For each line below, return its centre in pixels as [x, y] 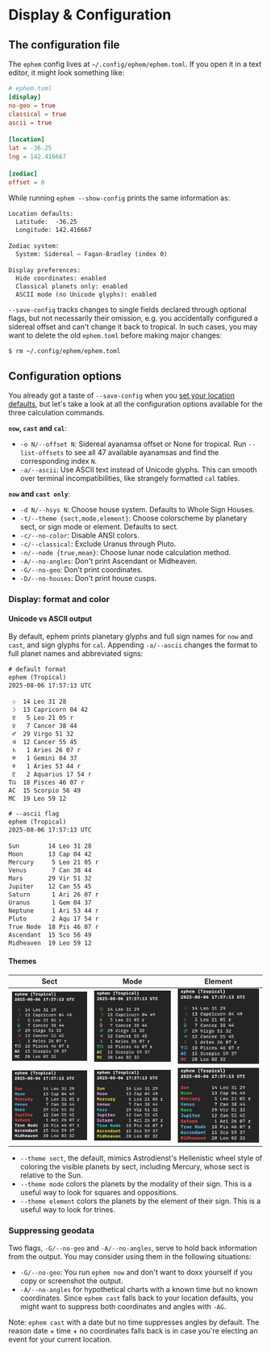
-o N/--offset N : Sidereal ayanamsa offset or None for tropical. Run [133, 444]
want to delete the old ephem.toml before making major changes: [115, 335]
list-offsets [42, 453]
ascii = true [30, 123]
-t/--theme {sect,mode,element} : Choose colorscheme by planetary [133, 518]
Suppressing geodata [52, 1230]
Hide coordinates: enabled [61, 278]
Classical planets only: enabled [72, 286]
